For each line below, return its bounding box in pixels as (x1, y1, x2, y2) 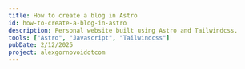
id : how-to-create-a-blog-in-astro (8, 19, 127, 27)
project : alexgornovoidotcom (8, 48, 106, 56)
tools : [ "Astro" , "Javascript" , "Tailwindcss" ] (8, 33, 171, 42)
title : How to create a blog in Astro (8, 11, 138, 20)
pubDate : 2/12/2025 (8, 41, 74, 49)
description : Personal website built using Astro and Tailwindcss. (8, 26, 239, 34)
